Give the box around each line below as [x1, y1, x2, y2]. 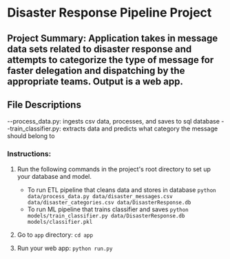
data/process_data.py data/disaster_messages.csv [27, 193, 174, 200]
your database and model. [17, 172, 92, 180]
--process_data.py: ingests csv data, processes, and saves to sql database [7, 117, 220, 126]
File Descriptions [7, 99, 81, 111]
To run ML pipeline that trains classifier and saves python [27, 205, 189, 213]
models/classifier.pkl [27, 218, 93, 225]
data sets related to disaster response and [7, 43, 192, 55]
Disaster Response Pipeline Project [7, 5, 212, 21]
